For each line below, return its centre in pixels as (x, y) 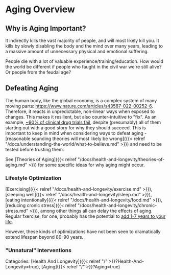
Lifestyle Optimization (33, 178)
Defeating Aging (32, 88)
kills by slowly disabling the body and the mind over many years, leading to (84, 46)
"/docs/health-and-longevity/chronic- (117, 205)
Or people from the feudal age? (38, 72)
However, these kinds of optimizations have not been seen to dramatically (83, 232)
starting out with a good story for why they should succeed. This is (76, 128)
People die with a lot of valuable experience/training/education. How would (84, 61)
